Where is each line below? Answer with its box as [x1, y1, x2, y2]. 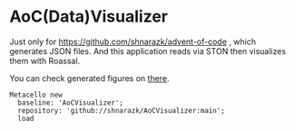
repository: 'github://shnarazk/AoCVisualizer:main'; [17, 106, 225, 115]
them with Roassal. [9, 55, 81, 66]
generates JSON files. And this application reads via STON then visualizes [9, 45, 287, 56]
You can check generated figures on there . [9, 72, 170, 83]
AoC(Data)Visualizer [9, 6, 168, 27]
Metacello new [9, 90, 64, 99]
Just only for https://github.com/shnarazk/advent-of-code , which [9, 36, 257, 47]
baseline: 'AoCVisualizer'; [17, 97, 124, 107]
